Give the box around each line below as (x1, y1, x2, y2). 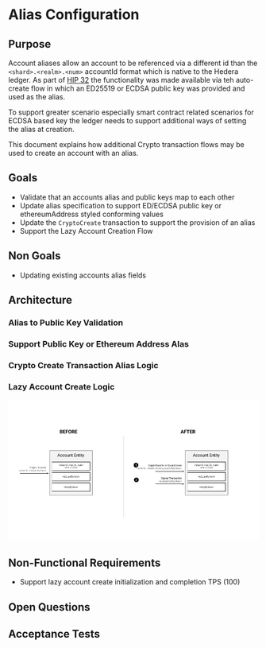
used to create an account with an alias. (8, 149, 139, 157)
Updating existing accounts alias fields (19, 270, 147, 280)
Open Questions (8, 600, 91, 614)
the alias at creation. (8, 125, 75, 134)
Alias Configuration (8, 6, 140, 24)
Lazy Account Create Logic (8, 381, 115, 392)
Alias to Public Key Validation (8, 316, 124, 328)
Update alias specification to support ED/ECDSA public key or (19, 200, 222, 210)
